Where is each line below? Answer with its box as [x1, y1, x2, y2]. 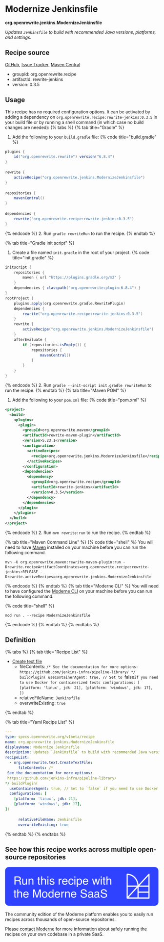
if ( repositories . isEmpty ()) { [22, 342, 86, 347]
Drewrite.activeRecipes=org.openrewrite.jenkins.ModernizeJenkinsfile [5, 575, 152, 580]
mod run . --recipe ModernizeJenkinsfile [5, 613, 91, 618]
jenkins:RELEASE [5, 570, 38, 575]
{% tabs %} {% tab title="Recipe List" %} [5, 649, 88, 655]
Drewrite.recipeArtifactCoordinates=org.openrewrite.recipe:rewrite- [5, 565, 150, 570]
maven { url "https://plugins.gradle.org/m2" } [22, 275, 121, 280]
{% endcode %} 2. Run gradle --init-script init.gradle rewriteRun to [5, 382, 152, 388]
